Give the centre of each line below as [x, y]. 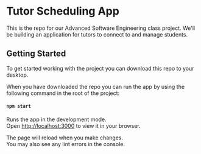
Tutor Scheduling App [63, 11]
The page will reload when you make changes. [65, 138]
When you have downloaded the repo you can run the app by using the [95, 86]
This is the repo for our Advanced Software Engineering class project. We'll [101, 28]
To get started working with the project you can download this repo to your [100, 68]
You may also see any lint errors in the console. [65, 144]
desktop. [17, 75]
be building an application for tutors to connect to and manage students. [97, 34]
